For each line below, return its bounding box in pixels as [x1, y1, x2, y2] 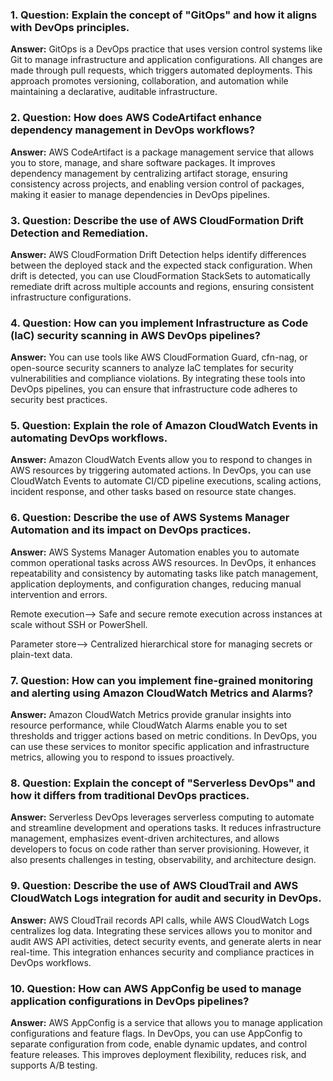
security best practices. [10, 394, 108, 406]
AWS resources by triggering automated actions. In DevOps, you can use [10, 464, 312, 477]
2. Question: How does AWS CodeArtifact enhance [10, 111, 262, 125]
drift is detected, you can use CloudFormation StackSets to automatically [10, 269, 311, 282]
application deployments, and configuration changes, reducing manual [10, 578, 302, 590]
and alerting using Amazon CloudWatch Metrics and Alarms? [10, 686, 314, 700]
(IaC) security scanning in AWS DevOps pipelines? [10, 328, 261, 342]
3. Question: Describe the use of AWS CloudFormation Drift [10, 213, 304, 227]
